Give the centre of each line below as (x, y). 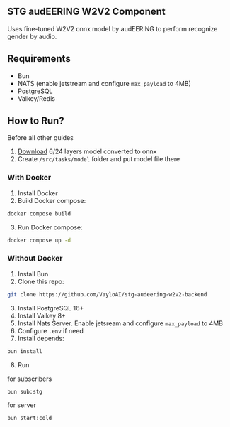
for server (22, 405)
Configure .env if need (50, 330)
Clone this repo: (41, 281)
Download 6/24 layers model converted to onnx (87, 151)
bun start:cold (30, 418)
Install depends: (41, 338)
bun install (25, 351)
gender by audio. (32, 36)
